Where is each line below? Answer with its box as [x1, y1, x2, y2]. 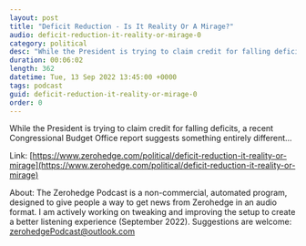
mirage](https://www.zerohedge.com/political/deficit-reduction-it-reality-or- [9, 160, 296, 171]
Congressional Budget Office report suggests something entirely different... [9, 133, 293, 144]
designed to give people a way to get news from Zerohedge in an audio [9, 197, 278, 208]
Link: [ [9, 150, 34, 161]
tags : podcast [9, 81, 64, 90]
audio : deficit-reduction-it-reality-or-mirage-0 [9, 30, 202, 39]
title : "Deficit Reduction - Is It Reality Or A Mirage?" [9, 22, 234, 31]
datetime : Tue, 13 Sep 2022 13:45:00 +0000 [9, 73, 178, 82]
